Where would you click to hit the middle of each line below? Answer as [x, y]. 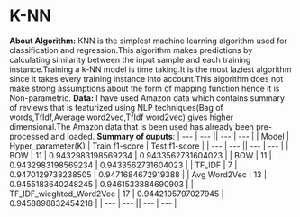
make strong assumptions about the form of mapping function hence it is [145, 88]
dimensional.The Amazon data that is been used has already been [132, 126]
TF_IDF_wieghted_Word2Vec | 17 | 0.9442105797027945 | [117, 194]
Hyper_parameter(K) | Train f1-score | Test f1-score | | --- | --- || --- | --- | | [149, 146]
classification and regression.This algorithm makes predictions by [131, 50]
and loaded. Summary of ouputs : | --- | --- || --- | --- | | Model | [170, 136]
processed [29, 136]
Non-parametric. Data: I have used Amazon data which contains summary [147, 98]
